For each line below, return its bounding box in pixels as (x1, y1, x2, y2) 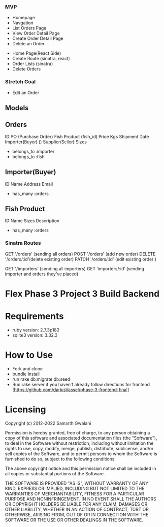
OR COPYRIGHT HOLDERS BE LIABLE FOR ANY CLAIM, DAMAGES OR (5, 501, 148, 507)
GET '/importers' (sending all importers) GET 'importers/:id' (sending (5, 265, 144, 271)
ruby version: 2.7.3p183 (12, 327, 60, 333)
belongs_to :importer (12, 148, 55, 154)
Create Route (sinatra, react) (12, 56, 70, 62)
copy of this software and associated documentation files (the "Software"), (5, 435, 158, 441)
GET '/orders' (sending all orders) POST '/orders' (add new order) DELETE (5, 251, 156, 257)
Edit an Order (12, 90, 39, 96)
